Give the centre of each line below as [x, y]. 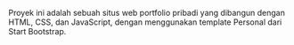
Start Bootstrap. [37, 31]
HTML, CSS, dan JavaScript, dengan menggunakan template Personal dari [145, 22]
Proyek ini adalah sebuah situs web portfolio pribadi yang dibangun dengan [147, 13]
